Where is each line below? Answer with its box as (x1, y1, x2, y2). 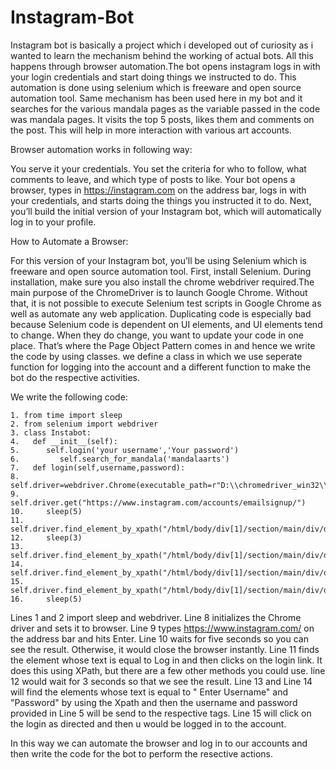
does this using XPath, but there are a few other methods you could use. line (10, 664, 326, 676)
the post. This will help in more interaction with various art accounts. (10, 124, 292, 136)
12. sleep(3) (10, 532, 83, 543)
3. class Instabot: (10, 427, 92, 438)
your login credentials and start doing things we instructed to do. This (10, 71, 297, 83)
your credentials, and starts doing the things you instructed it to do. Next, (10, 194, 312, 206)
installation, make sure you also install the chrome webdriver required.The (10, 276, 315, 288)
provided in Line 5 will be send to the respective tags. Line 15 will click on (10, 707, 312, 719)
